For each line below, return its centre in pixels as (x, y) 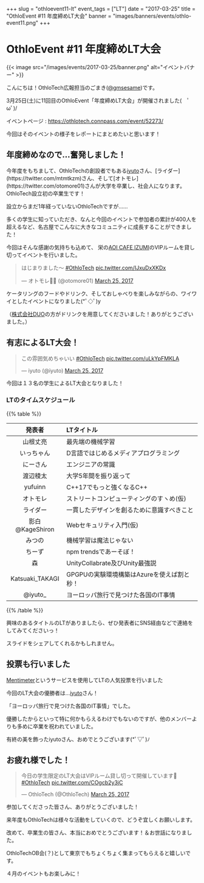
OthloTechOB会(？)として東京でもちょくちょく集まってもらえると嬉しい (96, 853)
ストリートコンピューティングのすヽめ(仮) (126, 498)
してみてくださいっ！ (33, 630)
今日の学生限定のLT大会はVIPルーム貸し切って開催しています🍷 (99, 776)
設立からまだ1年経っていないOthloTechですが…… (67, 206)
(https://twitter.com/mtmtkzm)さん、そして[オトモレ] (72, 178)
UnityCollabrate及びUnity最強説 (111, 563)
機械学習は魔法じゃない (100, 540)
